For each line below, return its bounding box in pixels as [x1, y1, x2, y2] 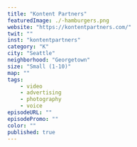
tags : [7, 76, 23, 83]
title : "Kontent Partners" [7, 10, 87, 18]
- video [20, 83, 43, 90]
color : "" [7, 122, 37, 129]
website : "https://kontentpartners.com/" [7, 23, 132, 30]
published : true [7, 129, 55, 136]
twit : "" [7, 30, 33, 37]
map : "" [7, 69, 31, 76]
